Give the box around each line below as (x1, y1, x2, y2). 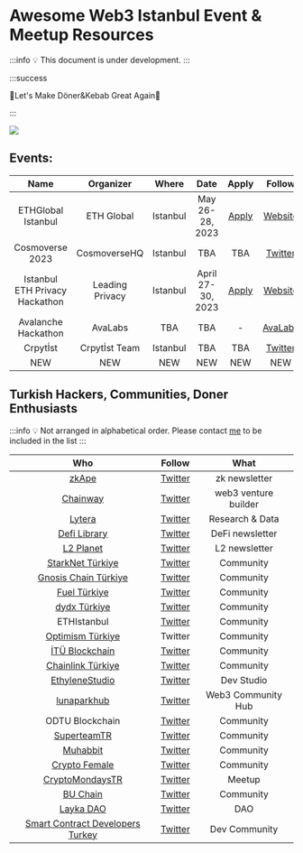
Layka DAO (59, 802, 106, 815)
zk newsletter (215, 471, 273, 484)
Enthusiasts (9, 401, 78, 416)
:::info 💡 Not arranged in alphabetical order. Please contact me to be (9, 425, 262, 436)
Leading (93, 278, 128, 291)
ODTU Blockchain (45, 714, 121, 727)
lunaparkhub (55, 694, 110, 707)
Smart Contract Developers (24, 817, 142, 830)
